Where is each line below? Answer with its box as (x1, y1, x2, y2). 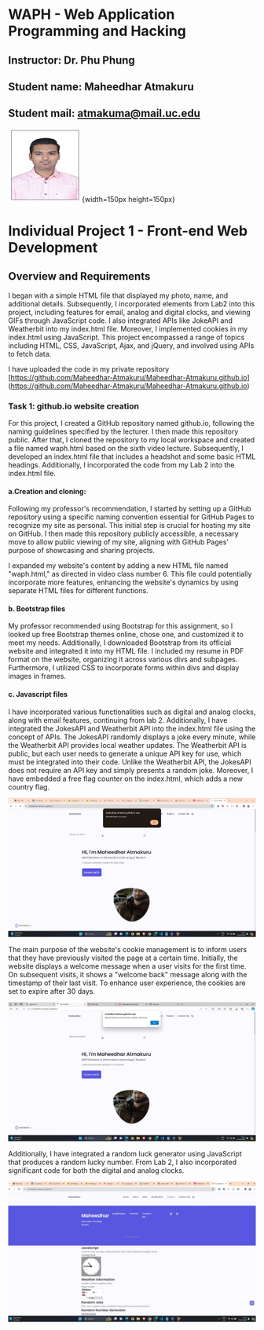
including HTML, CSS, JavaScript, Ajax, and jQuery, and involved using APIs (8, 340, 255, 350)
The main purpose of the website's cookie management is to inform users (8, 944, 247, 954)
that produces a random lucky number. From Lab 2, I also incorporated (8, 1157, 237, 1167)
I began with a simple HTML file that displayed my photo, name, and (8, 291, 229, 300)
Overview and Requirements (8, 269, 151, 284)
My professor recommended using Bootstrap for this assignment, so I (8, 621, 233, 631)
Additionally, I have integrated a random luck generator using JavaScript (8, 1149, 242, 1159)
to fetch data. (8, 349, 52, 358)
